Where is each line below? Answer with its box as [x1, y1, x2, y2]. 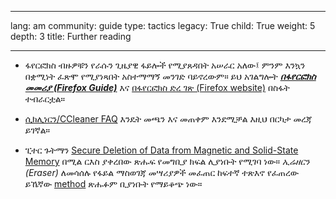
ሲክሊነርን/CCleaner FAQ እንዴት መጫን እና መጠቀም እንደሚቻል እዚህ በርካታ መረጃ [24, 113, 313, 125]
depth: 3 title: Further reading [10, 31, 132, 42]
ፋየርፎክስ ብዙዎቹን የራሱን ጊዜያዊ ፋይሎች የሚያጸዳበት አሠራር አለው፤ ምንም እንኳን [24, 59, 306, 71]
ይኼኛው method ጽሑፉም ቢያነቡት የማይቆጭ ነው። [24, 178, 203, 190]
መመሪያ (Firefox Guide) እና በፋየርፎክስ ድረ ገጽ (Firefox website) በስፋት [24, 82, 290, 93]
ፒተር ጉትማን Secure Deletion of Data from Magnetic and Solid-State [24, 144, 299, 156]
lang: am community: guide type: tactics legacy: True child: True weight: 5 [10, 20, 316, 31]
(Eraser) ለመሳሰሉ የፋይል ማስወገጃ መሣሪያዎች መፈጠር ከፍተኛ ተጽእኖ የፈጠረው [24, 167, 300, 178]
